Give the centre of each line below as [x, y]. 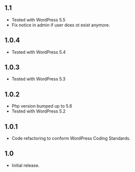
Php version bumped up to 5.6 [42, 106]
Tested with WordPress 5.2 [39, 111]
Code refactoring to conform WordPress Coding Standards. [71, 138]
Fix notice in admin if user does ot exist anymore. [61, 25]
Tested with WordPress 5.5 [39, 19]
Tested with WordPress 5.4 [39, 52]
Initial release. [25, 165]
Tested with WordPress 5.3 [39, 79]
